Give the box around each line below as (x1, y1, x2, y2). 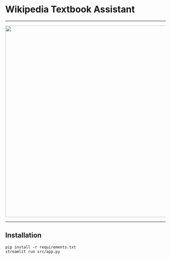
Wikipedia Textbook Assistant (5, 4, 135, 15)
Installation (5, 231, 42, 240)
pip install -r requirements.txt (5, 244, 76, 250)
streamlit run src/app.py (5, 249, 60, 254)
